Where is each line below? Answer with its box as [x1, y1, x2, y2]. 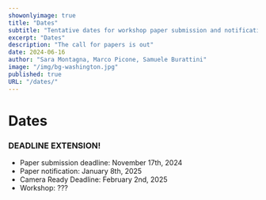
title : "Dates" [8, 19, 59, 27]
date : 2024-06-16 [8, 48, 66, 56]
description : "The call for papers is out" [8, 41, 154, 49]
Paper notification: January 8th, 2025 [19, 166, 142, 175]
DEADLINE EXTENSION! [8, 140, 101, 151]
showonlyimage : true [8, 11, 77, 20]
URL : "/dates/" [8, 77, 59, 85]
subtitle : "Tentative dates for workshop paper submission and [8, 26, 222, 34]
